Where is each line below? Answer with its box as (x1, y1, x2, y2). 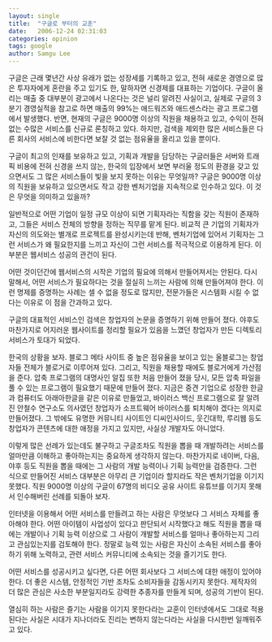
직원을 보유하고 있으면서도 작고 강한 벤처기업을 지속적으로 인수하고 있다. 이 (16, 182, 253, 191)
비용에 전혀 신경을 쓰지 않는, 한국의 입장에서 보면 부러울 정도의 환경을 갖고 (16, 162, 251, 171)
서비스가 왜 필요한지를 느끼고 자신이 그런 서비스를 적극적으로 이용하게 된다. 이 (16, 240, 262, 249)
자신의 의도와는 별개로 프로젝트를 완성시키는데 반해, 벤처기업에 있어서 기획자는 (8, 229, 256, 239)
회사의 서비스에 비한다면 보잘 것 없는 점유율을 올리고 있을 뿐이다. (16, 134, 221, 143)
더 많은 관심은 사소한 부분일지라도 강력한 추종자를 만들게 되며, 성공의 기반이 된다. (8, 587, 264, 596)
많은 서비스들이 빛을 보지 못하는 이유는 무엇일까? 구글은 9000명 (45, 171, 247, 181)
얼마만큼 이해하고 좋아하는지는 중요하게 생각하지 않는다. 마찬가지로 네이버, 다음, (8, 451, 260, 460)
